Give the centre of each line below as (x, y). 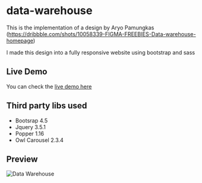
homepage (20, 40)
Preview (22, 159)
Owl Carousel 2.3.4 (39, 140)
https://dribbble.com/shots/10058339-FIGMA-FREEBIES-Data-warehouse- (102, 34)
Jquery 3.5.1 (30, 127)
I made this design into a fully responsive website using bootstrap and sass (101, 52)
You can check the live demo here (49, 86)
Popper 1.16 (30, 133)
